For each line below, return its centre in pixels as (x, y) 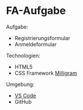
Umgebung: (20, 84)
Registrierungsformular (42, 38)
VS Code (25, 95)
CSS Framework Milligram (46, 73)
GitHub (23, 102)
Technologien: (23, 55)
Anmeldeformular (35, 44)
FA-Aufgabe (36, 11)
